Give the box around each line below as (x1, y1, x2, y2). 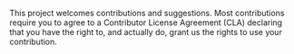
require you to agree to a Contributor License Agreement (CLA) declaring (9, 17, 283, 28)
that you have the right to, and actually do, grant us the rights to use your (9, 27, 283, 37)
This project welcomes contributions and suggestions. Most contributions (9, 8, 285, 18)
